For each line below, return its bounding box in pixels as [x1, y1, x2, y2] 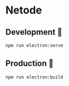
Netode [5, 4, 42, 17]
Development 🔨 [5, 27, 63, 37]
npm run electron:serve [5, 42, 64, 48]
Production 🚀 [5, 58, 54, 68]
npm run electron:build [5, 74, 64, 80]
